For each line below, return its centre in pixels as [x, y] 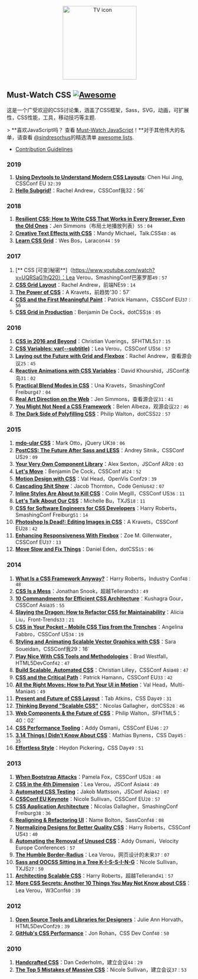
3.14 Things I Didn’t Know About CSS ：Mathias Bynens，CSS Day [96, 735]
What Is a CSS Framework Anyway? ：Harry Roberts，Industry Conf [99, 579]
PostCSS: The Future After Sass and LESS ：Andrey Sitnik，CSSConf [100, 451]
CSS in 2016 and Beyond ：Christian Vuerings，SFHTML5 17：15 [93, 341]
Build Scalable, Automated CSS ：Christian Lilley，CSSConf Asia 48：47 [102, 670]
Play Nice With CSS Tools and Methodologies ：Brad [80, 656]
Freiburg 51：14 [70, 515]
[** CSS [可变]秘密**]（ [44, 270]
